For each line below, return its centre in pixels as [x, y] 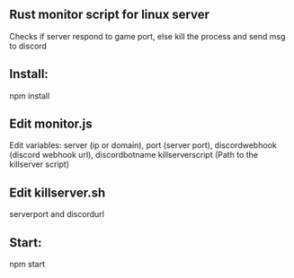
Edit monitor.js [51, 124]
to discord [28, 46]
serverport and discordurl [57, 214]
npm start [27, 265]
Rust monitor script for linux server [109, 15]
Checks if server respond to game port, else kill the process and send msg [147, 36]
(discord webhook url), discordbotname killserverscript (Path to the [134, 155]
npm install [30, 96]
